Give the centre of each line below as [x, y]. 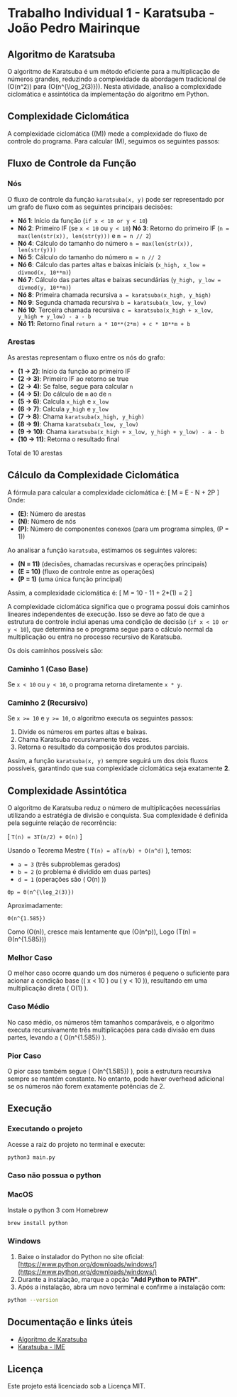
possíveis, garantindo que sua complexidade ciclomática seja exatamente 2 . [119, 768]
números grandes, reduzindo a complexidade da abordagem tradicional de [116, 79]
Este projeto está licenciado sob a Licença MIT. [76, 1386]
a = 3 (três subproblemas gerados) [69, 864]
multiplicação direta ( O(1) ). [48, 988]
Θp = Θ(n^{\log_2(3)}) [41, 892]
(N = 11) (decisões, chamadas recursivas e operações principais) [112, 563]
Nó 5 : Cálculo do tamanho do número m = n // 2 [89, 257]
